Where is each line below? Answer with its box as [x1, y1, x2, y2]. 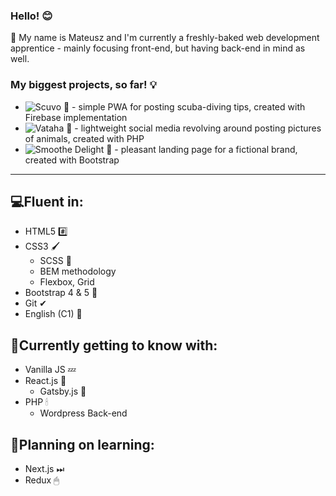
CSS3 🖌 [24, 240, 61, 253]
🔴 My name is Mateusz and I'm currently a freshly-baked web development [10, 32, 320, 44]
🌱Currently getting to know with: [10, 337, 218, 354]
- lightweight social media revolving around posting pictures [74, 122, 322, 134]
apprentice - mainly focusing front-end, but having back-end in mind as [10, 42, 306, 54]
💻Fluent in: [10, 193, 84, 210]
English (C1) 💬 [24, 308, 83, 320]
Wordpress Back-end [39, 407, 128, 419]
